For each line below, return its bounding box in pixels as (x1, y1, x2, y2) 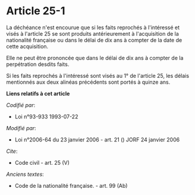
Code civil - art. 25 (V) (14, 159, 70, 166)
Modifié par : (6, 124, 37, 131)
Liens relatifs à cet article (6, 90, 70, 97)
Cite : (6, 147, 18, 155)
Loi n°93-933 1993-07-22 (14, 113, 78, 120)
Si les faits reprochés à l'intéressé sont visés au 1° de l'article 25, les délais (6, 72, 189, 79)
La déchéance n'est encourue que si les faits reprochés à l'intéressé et (6, 24, 180, 31)
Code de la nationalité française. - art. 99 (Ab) (14, 182, 128, 189)
